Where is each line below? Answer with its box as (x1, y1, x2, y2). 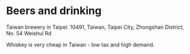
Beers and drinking (6, 4, 102, 18)
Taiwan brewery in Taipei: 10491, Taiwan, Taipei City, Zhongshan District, (6, 23, 184, 31)
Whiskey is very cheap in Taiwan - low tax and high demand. (6, 41, 155, 48)
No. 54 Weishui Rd (6, 29, 52, 36)
